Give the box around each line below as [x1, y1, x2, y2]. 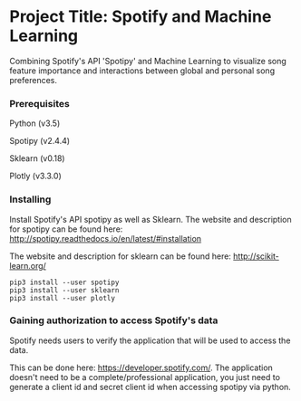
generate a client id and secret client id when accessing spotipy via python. [9, 381, 292, 392]
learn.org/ [9, 260, 47, 271]
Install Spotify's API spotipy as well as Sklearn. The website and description [9, 214, 292, 224]
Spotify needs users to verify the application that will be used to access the [9, 335, 291, 346]
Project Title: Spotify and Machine [9, 6, 272, 27]
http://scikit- [232, 251, 279, 262]
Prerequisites [9, 97, 70, 110]
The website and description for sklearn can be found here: [9, 251, 231, 262]
